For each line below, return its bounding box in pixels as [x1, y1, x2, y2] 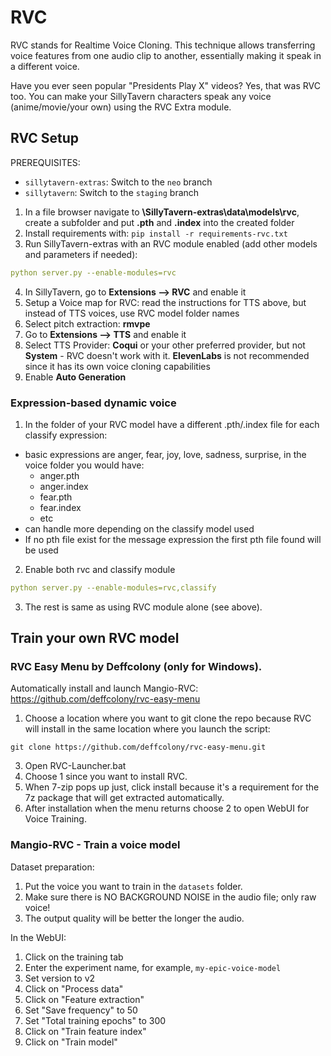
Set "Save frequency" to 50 [24, 1004, 138, 1016]
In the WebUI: [10, 931, 67, 943]
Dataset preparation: [10, 861, 95, 873]
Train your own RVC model [10, 630, 180, 647]
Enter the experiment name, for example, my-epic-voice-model [24, 961, 282, 973]
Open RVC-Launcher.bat [24, 760, 127, 772]
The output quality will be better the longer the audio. [24, 912, 245, 924]
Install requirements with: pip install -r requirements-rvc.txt [24, 227, 288, 239]
